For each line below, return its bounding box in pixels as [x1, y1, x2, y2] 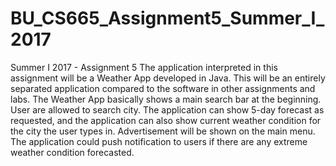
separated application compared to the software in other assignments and [10, 82, 316, 94]
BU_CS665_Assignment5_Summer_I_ [10, 7, 325, 30]
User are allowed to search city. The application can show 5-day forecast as [10, 103, 325, 116]
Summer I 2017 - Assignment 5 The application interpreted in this [10, 61, 278, 73]
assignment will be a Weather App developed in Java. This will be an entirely [10, 72, 326, 84]
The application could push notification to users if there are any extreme [10, 135, 308, 147]
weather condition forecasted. [10, 146, 135, 158]
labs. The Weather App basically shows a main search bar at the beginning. [10, 93, 322, 105]
